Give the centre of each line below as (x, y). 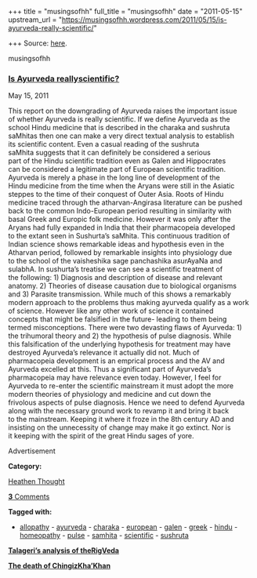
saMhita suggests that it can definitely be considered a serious (110, 153)
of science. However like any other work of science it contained (111, 311)
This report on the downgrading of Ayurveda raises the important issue (123, 111)
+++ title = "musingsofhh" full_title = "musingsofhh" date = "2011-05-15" (125, 11)
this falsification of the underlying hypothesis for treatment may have (119, 344)
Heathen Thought (36, 482)
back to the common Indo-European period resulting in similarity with (120, 211)
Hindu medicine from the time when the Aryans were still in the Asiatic (121, 186)
